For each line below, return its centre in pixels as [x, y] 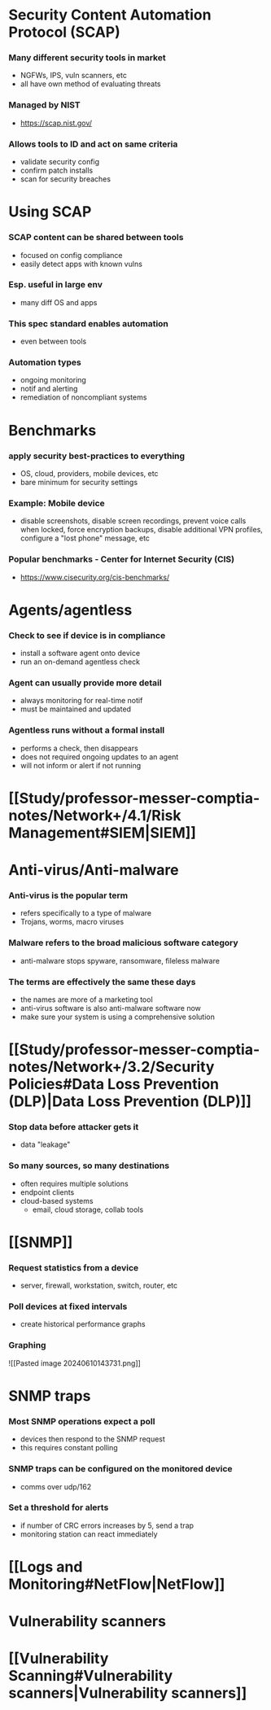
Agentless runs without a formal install [87, 730]
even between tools [53, 341]
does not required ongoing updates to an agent [99, 757]
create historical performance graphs [83, 1324]
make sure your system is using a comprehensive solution [118, 1017]
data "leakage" [45, 1144]
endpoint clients [47, 1192]
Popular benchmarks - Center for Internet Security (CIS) [121, 559]
